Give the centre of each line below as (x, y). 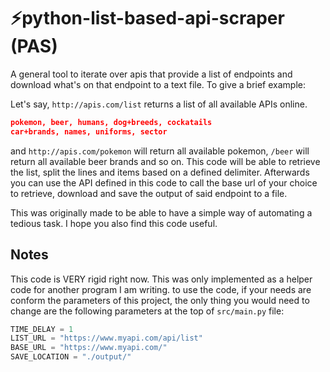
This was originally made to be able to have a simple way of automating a (161, 212)
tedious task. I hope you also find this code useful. (114, 223)
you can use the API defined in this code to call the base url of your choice (164, 182)
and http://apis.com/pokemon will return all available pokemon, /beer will (160, 151)
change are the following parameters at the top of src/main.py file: (147, 311)
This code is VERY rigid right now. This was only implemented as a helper (161, 279)
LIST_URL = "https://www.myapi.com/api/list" (106, 338)
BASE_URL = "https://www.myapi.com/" (89, 348)
